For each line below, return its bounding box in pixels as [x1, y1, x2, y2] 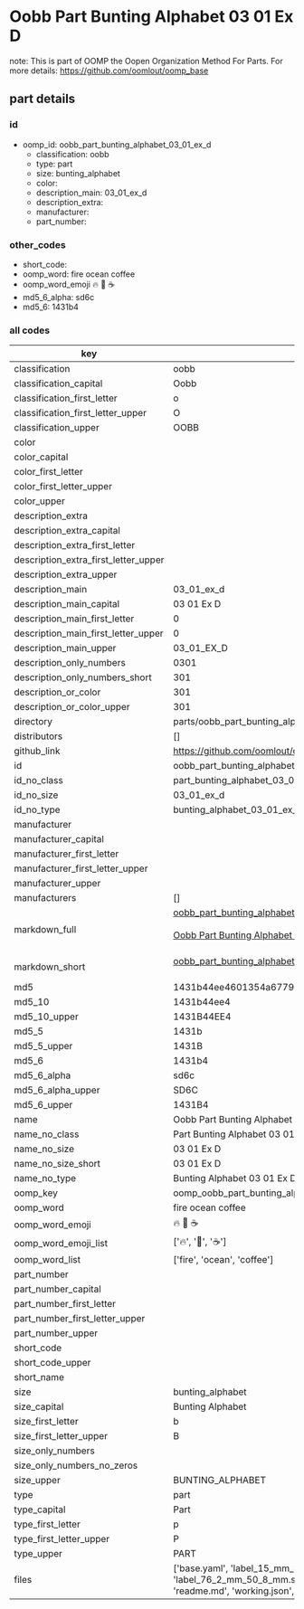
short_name [14, 1371, 65, 1384]
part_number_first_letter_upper [14, 1312, 146, 1325]
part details [9, 91, 76, 107]
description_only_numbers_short [14, 671, 152, 684]
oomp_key [14, 1187, 59, 1199]
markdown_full [14, 923, 77, 936]
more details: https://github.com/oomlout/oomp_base [9, 65, 209, 76]
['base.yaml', [173, 1562, 229, 1575]
